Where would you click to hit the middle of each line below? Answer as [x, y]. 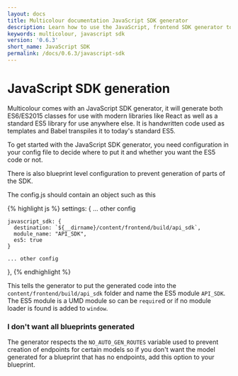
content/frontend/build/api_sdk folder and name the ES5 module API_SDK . [117, 293]
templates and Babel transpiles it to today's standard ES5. [91, 131]
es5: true [28, 240]
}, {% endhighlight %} [39, 272]
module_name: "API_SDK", [50, 234]
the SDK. [20, 181]
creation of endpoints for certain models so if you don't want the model [112, 350]
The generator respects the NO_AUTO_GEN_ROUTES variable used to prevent [113, 342]
